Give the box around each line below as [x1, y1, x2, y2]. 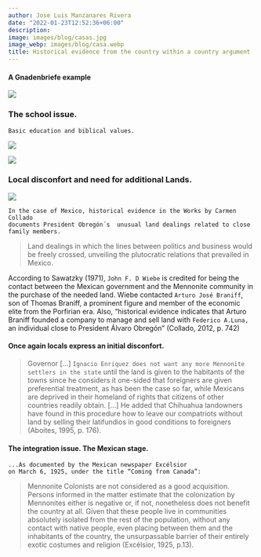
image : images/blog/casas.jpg [8, 33, 107, 42]
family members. [8, 227, 61, 236]
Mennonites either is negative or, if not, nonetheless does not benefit [27, 498, 251, 508]
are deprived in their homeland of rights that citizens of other [27, 392, 225, 401]
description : [8, 26, 51, 34]
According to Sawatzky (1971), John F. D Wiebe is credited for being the [8, 273, 240, 283]
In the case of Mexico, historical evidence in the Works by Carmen [8, 207, 237, 214]
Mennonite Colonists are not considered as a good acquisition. [27, 482, 230, 491]
